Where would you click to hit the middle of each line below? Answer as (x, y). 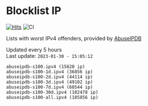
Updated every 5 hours (34, 49)
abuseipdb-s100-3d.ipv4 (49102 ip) (50, 82)
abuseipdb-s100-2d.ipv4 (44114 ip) (50, 77)
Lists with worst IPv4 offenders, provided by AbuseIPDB (74, 38)
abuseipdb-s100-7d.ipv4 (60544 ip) (50, 87)
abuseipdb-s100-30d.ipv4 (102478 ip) (52, 92)
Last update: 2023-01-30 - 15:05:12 (49, 56)
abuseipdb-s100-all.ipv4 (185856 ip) (52, 97)
